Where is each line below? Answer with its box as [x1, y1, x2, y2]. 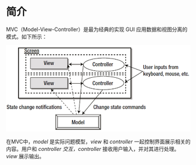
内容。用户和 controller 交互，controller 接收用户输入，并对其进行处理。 [6, 146, 180, 153]
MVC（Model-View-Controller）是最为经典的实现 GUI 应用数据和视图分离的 [6, 26, 188, 33]
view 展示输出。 [6, 153, 45, 160]
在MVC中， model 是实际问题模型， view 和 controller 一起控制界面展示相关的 [6, 138, 191, 145]
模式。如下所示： [6, 33, 47, 40]
